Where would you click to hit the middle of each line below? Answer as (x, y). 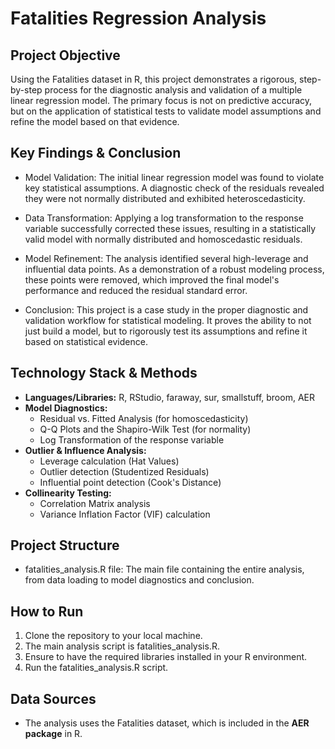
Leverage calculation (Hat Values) (109, 461)
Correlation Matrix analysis (95, 503)
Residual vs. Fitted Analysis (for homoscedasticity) (144, 418)
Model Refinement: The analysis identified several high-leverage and (166, 258)
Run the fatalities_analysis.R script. (96, 668)
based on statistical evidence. (86, 341)
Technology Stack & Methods (104, 373)
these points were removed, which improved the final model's (152, 279)
